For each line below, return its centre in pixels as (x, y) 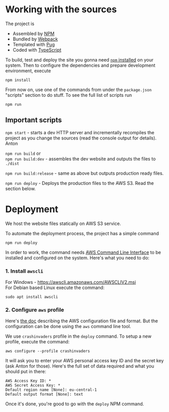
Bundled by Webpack (35, 39)
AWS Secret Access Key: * (33, 385)
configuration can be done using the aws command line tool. (68, 326)
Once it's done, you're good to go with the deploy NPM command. (75, 404)
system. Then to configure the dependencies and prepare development (80, 65)
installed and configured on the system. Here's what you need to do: (77, 258)
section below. (20, 189)
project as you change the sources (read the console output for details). (81, 138)
